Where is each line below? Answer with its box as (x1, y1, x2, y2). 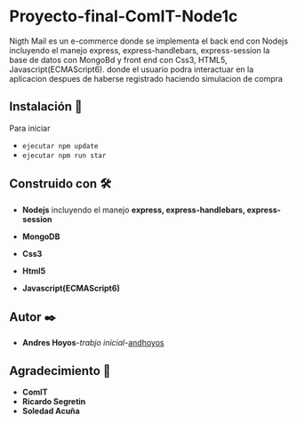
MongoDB (21, 231, 60, 242)
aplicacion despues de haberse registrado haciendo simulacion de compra (9, 73, 283, 84)
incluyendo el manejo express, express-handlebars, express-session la (9, 44, 270, 55)
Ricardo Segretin (21, 396, 86, 407)
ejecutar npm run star (21, 151, 107, 160)
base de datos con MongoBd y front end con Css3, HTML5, (9, 54, 228, 65)
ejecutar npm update (21, 141, 99, 150)
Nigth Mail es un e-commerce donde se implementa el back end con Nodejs (9, 36, 289, 46)
